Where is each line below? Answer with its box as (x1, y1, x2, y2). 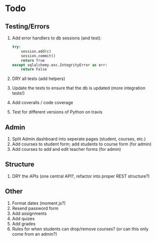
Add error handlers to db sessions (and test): (12, 35, 101, 41)
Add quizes (12, 215, 35, 221)
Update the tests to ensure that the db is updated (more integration (12, 85, 146, 91)
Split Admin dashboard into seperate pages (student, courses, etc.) (12, 136, 146, 142)
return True (21, 58, 45, 63)
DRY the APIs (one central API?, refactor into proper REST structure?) (12, 173, 150, 179)
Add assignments (12, 210, 47, 216)
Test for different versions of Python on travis (12, 109, 103, 115)
